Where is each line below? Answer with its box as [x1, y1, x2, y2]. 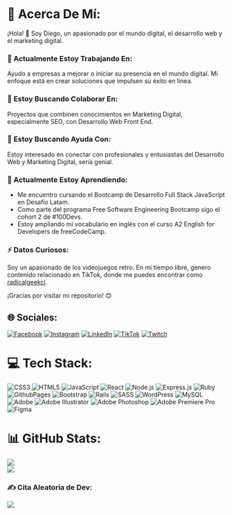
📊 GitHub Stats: [7, 431, 102, 446]
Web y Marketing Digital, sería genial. [7, 157, 114, 165]
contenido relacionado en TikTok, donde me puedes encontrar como [7, 271, 203, 279]
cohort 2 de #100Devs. [17, 213, 83, 221]
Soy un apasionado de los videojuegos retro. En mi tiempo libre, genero [7, 263, 211, 272]
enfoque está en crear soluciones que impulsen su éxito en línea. [7, 77, 193, 85]
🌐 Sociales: [7, 311, 57, 323]
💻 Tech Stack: [7, 356, 93, 371]
